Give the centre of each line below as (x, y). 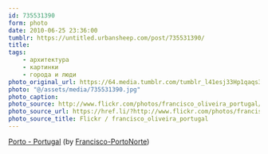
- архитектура (46, 60)
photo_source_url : (39, 112)
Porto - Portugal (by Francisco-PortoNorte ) (79, 141)
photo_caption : (33, 97)
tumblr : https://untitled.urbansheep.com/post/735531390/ (106, 38)
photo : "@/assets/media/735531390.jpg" (75, 89)
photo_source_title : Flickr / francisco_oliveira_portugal (108, 119)
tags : (17, 52)
